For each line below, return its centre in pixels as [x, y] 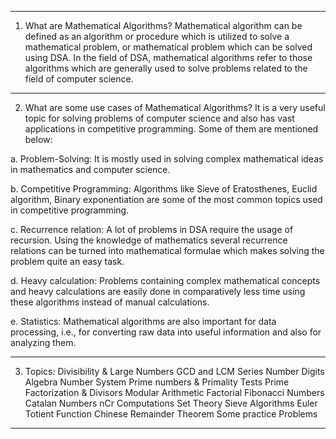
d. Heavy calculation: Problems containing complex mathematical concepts [165, 280]
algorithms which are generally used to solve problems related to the [166, 68]
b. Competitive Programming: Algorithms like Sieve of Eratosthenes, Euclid [164, 189]
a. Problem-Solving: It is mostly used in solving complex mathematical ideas [167, 159]
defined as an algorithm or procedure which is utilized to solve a [157, 36]
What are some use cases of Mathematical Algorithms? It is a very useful [175, 107]
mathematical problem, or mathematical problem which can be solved [168, 47]
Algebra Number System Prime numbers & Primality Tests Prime [157, 382]
